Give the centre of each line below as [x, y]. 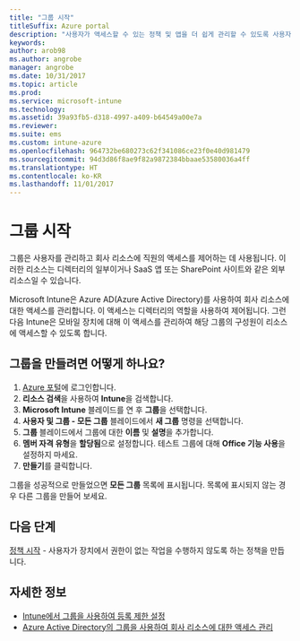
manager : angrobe [42, 68]
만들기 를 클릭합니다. [57, 465]
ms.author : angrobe [46, 59]
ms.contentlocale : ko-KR [56, 176]
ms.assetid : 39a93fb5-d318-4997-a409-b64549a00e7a [106, 117]
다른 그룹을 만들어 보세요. [63, 496]
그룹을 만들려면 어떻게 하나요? [87, 364]
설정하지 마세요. [50, 455]
